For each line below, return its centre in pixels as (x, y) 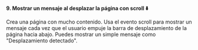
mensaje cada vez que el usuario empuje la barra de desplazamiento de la (97, 28)
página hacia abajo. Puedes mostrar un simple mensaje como (81, 34)
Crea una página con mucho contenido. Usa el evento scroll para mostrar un (99, 22)
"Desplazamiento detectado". (42, 41)
